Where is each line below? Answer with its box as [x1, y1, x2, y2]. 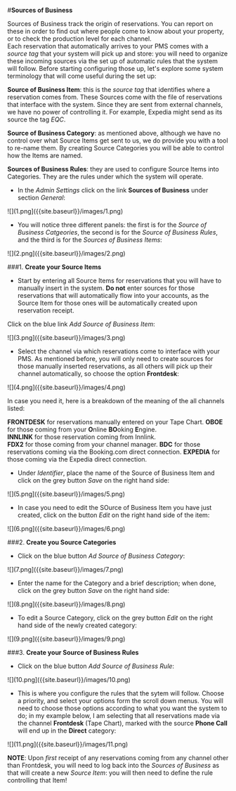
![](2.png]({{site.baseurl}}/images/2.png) [7, 249, 126, 257]
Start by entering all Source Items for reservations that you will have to [17, 277, 222, 285]
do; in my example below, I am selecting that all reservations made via [17, 712, 220, 719]
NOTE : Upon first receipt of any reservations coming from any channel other [7, 754, 229, 761]
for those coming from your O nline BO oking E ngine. [7, 425, 157, 433]
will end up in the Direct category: [17, 726, 117, 735]
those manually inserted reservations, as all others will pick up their [17, 362, 213, 370]
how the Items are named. [7, 151, 83, 159]
